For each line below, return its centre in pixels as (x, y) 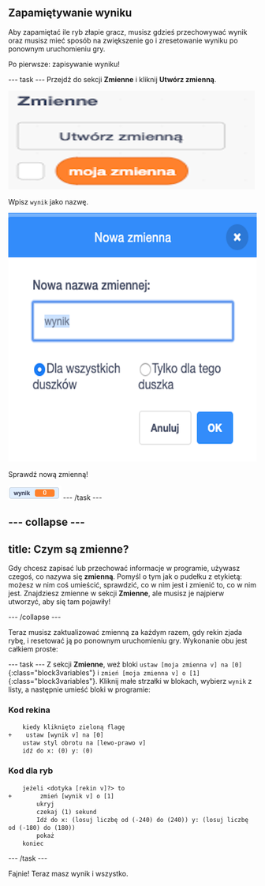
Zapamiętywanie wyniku (70, 13)
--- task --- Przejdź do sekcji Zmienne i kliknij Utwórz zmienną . (112, 79)
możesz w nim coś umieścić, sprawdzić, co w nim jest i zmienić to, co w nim (132, 585)
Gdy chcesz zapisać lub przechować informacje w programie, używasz (124, 569)
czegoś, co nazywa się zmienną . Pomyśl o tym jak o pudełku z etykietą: (125, 576)
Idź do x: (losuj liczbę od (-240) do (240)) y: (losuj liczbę (142, 820)
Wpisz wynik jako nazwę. (49, 201)
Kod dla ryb (31, 771)
